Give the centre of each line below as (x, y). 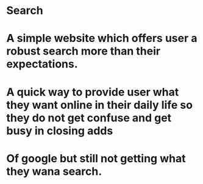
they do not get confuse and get (89, 118)
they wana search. (54, 171)
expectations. (42, 64)
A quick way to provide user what (93, 92)
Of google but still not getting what (96, 158)
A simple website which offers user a (102, 39)
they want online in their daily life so (100, 105)
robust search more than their (83, 51)
